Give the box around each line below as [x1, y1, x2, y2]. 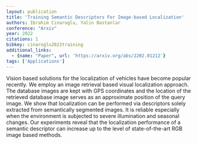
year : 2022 [6, 31, 33, 37]
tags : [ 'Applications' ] [6, 58, 65, 64]
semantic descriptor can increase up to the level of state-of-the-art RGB [6, 125, 183, 132]
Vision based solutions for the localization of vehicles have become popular [6, 75, 191, 82]
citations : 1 [6, 36, 39, 42]
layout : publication [6, 8, 58, 15]
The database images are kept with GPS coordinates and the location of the [6, 87, 191, 94]
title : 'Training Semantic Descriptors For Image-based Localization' [6, 14, 185, 20]
